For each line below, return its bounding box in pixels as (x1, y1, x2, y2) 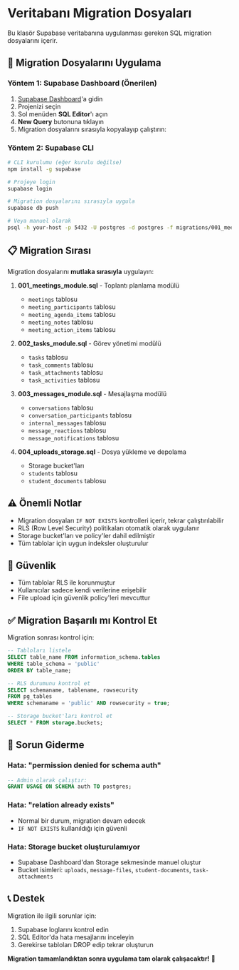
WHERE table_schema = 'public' (7, 660, 100, 667)
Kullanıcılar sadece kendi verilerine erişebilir (17, 586, 147, 595)
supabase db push (7, 205, 59, 212)
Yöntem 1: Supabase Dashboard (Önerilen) (7, 79, 158, 89)
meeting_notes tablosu (28, 318, 94, 326)
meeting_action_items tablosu (28, 325, 116, 333)
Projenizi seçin (17, 102, 61, 111)
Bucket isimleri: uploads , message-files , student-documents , (17, 865, 191, 874)
